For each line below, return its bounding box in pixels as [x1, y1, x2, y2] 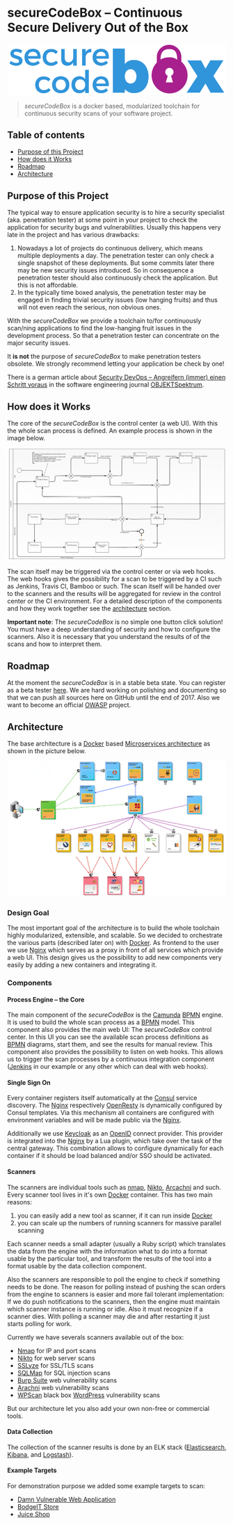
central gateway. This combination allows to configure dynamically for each [7, 1144, 224, 1152]
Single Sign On [7, 1078, 51, 1086]
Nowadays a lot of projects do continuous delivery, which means [17, 244, 203, 252]
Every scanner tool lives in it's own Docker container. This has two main [7, 1191, 214, 1199]
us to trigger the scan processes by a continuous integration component [7, 1055, 214, 1063]
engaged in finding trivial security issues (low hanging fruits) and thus [17, 296, 218, 304]
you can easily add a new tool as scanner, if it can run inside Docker [17, 1211, 213, 1220]
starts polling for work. [7, 1319, 72, 1328]
